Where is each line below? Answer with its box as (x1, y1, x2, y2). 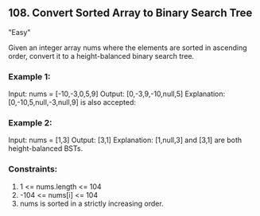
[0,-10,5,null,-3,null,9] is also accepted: (8, 98, 137, 107)
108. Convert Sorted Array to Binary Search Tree (8, 6, 253, 20)
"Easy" (8, 27, 31, 37)
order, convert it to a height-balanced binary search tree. (8, 51, 195, 60)
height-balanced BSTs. (8, 144, 83, 153)
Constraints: (8, 164, 58, 175)
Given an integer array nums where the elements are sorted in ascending (8, 43, 247, 52)
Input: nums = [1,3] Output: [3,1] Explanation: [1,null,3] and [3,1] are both (8, 135, 243, 145)
